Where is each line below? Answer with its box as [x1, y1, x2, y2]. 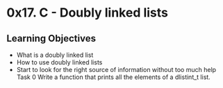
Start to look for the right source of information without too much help [16, 66, 217, 73]
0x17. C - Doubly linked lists [6, 5, 168, 21]
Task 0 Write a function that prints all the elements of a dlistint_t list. [16, 73, 211, 81]
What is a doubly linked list [16, 51, 94, 59]
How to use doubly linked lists [16, 58, 103, 67]
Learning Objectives [6, 33, 97, 44]
